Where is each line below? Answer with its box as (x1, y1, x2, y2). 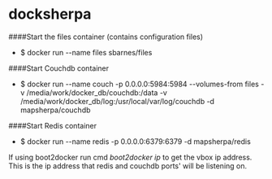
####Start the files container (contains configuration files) (8, 32, 204, 41)
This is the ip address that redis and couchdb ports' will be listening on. (8, 160, 248, 171)
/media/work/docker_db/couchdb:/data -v (26, 87, 168, 98)
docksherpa (8, 5, 92, 24)
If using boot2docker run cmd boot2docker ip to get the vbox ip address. (8, 152, 253, 162)
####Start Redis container (8, 120, 97, 130)
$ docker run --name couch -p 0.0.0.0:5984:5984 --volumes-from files (19, 79, 260, 89)
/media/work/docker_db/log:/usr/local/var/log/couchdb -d (19, 96, 215, 106)
